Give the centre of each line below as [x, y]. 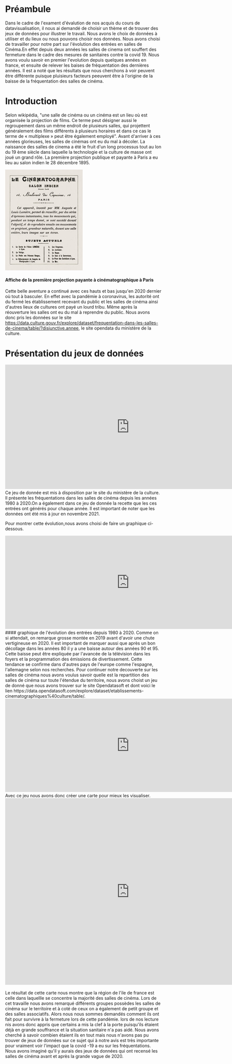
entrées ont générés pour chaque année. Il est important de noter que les [80, 509]
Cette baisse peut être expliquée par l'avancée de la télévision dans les [78, 654]
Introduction [31, 101]
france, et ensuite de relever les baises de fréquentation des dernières [77, 65]
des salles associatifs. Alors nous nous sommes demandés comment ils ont [82, 1014]
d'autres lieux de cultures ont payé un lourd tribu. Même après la [71, 307]
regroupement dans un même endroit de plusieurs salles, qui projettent [78, 125]
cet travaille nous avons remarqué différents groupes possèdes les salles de [83, 1003]
